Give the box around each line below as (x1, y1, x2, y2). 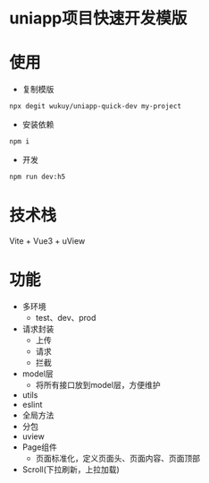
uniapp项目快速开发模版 (9, 8, 188, 29)
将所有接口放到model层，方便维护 (35, 379, 161, 390)
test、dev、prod (35, 312, 96, 323)
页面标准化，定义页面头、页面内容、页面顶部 (35, 453, 201, 463)
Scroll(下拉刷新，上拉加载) (21, 463, 121, 475)
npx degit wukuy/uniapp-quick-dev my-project (9, 102, 181, 111)
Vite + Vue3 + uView (9, 235, 86, 246)
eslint (21, 399, 43, 410)
